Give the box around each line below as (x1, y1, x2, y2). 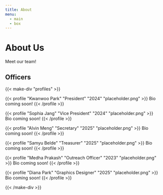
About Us (5, 42, 44, 53)
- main (9, 16, 23, 21)
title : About (5, 7, 32, 12)
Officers (5, 73, 31, 81)
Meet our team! (5, 59, 37, 65)
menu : (5, 12, 16, 17)
